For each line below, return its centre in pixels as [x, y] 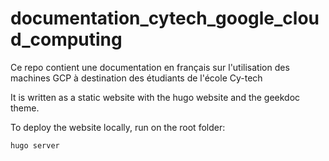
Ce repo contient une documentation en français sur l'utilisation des [150, 67]
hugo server [35, 145]
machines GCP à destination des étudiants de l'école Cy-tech [136, 78]
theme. [25, 108]
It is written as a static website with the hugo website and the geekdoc [155, 97]
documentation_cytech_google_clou [165, 18]
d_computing [66, 39]
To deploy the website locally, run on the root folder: [118, 127]
